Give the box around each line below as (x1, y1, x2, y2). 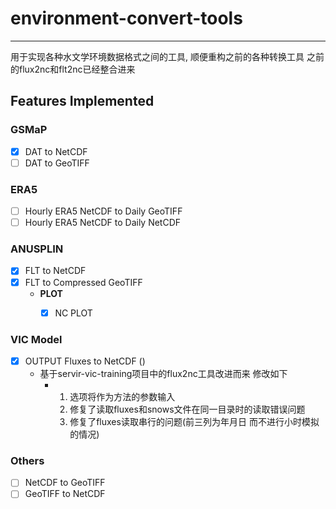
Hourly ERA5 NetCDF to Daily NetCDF (24, 217, 182, 229)
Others (10, 453, 45, 467)
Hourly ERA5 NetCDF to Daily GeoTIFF (24, 205, 183, 217)
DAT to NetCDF (24, 145, 88, 157)
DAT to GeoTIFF (24, 157, 90, 169)
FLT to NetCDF (24, 265, 87, 277)
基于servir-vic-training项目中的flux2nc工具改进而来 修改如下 (39, 368, 288, 380)
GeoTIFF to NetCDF (24, 488, 106, 500)
